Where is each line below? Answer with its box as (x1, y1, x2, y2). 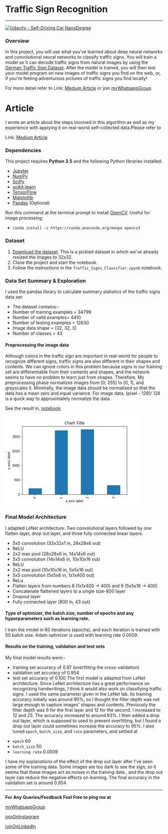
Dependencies (5, 147, 41, 154)
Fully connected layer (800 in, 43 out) (12, 599, 90, 605)
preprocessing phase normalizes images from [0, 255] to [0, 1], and (5, 380, 144, 386)
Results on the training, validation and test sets (5, 643, 105, 649)
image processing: (5, 215, 43, 221)
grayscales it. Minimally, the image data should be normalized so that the (5, 385, 155, 391)
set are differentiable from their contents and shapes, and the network (5, 369, 150, 375)
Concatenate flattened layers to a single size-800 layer (12, 588, 126, 594)
